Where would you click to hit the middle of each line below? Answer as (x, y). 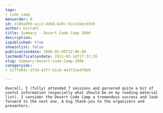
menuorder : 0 (19, 19)
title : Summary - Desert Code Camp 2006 (48, 33)
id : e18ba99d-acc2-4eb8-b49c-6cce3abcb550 (50, 24)
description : (19, 38)
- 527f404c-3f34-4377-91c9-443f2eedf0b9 (48, 70)
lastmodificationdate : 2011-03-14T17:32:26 (51, 56)
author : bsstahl (22, 28)
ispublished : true (24, 42)
